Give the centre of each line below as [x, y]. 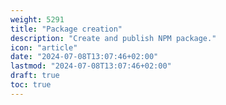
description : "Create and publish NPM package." [113, 38]
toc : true [31, 85]
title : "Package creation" [66, 29]
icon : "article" [44, 47]
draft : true [35, 76]
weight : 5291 [37, 19]
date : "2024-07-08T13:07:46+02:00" [84, 57]
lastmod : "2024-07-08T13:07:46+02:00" [91, 66]
